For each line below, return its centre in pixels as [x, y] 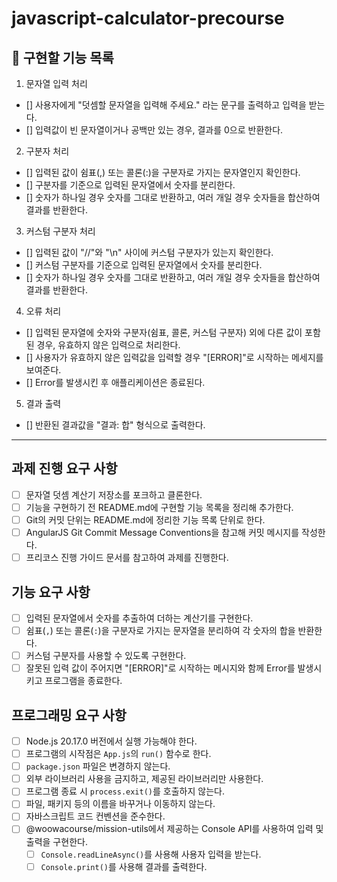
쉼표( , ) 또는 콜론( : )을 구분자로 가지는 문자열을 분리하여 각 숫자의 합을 [160, 630]
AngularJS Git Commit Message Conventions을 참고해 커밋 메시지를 [162, 532]
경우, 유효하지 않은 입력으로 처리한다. [108, 345]
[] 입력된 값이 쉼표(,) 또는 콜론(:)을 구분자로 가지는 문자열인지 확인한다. [163, 172]
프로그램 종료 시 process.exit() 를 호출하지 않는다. [125, 791]
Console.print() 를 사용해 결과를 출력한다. [124, 866]
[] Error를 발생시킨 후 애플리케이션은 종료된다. [115, 382]
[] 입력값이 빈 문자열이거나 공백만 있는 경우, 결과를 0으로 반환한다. [154, 130]
